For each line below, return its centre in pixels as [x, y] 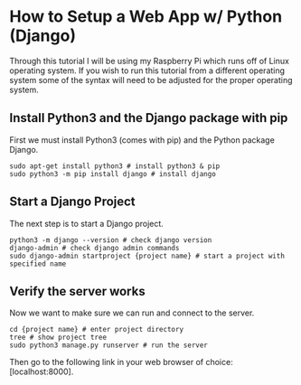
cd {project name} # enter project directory [96, 330]
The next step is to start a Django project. [87, 223]
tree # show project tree [58, 338]
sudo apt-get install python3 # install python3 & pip [115, 166]
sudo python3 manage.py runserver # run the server [108, 345]
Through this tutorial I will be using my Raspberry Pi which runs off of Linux [149, 61]
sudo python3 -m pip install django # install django [113, 174]
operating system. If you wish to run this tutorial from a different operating [147, 70]
